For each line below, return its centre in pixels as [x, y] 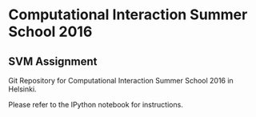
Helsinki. [23, 89]
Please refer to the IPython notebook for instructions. [96, 105]
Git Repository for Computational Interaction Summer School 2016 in [121, 81]
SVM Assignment [53, 61]
